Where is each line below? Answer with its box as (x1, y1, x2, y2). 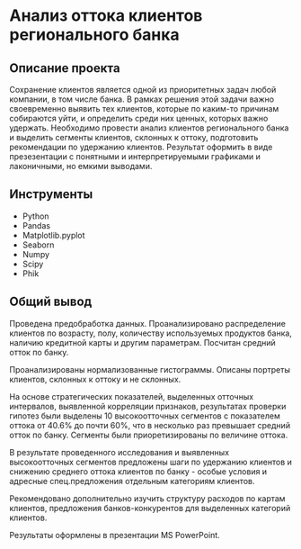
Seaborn (22, 239, 55, 250)
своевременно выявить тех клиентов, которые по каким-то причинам (9, 103, 279, 113)
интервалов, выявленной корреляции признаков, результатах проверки (9, 400, 287, 411)
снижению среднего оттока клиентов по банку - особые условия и (9, 465, 268, 477)
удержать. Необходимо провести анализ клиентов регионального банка (9, 122, 289, 133)
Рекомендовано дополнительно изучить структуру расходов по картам (9, 492, 286, 504)
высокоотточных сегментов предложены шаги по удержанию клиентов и (9, 456, 292, 467)
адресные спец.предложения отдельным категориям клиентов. (9, 475, 255, 486)
